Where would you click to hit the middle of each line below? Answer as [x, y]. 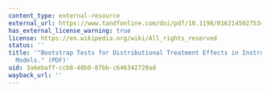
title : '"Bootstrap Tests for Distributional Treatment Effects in [124, 53]
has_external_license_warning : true [70, 30]
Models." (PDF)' [43, 61]
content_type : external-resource [64, 16]
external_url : [32, 23]
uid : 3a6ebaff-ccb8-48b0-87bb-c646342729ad [82, 68]
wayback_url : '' [35, 75]
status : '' [27, 46]
